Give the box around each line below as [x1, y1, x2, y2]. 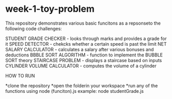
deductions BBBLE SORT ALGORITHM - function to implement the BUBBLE [5, 52, 163, 58]
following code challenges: [5, 25, 62, 31]
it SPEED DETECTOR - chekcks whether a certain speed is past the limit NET [5, 41, 167, 47]
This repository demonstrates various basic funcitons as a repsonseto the [5, 20, 161, 26]
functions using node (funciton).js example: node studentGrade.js [5, 88, 144, 94]
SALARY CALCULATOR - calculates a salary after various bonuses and [5, 46, 154, 52]
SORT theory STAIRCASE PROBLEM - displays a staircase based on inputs [5, 57, 162, 63]
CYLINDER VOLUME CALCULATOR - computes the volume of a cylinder [5, 63, 157, 69]
